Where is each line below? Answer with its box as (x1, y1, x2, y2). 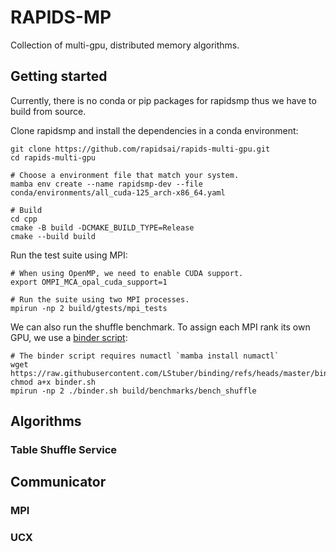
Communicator (10, 474, 107, 491)
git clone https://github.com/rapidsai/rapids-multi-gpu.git (10, 144, 271, 154)
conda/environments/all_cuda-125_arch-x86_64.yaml (10, 187, 226, 198)
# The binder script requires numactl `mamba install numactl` (10, 351, 280, 361)
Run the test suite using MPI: (10, 249, 128, 261)
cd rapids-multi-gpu (10, 152, 97, 163)
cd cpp (10, 214, 38, 224)
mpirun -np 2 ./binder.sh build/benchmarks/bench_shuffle (10, 386, 257, 396)
